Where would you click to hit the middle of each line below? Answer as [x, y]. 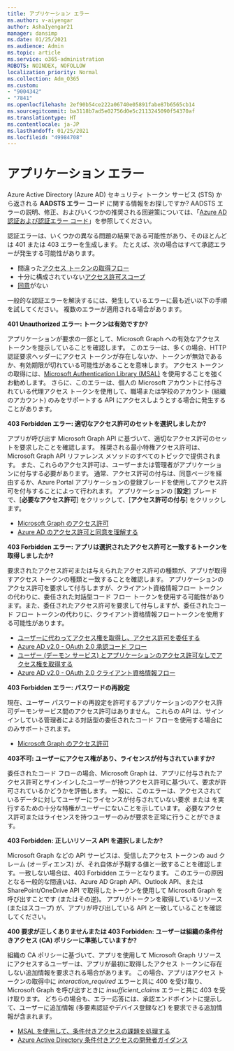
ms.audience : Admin [36, 46]
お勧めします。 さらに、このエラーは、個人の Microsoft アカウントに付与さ [115, 382]
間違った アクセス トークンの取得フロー [73, 268]
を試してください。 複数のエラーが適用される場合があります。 [96, 309]
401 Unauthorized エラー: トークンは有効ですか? [78, 324]
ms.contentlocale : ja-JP [43, 124]
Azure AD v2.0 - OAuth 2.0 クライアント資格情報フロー [96, 673]
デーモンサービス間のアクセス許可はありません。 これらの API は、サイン [118, 711]
